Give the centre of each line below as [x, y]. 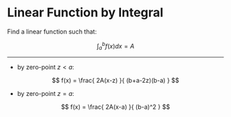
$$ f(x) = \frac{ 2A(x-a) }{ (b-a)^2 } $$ [115, 107]
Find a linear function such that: [52, 31]
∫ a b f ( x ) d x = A [115, 46]
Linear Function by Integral [85, 13]
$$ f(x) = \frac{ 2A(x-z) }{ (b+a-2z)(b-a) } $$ [115, 81]
